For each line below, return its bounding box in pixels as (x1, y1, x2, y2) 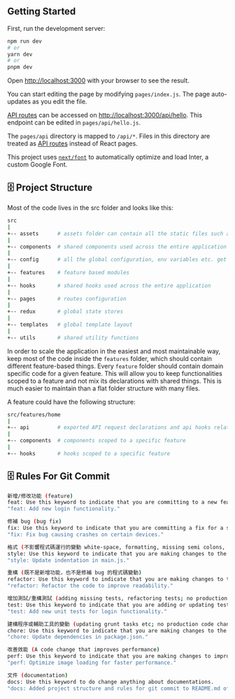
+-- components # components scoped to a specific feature (7, 437, 187, 444)
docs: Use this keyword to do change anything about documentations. (7, 678, 215, 685)
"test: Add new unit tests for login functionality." (7, 608, 168, 615)
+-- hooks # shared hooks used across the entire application (7, 282, 211, 289)
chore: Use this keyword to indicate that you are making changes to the (7, 627, 227, 634)
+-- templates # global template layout (7, 321, 133, 328)
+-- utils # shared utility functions (7, 334, 139, 341)
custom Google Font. (7, 160, 68, 169)
